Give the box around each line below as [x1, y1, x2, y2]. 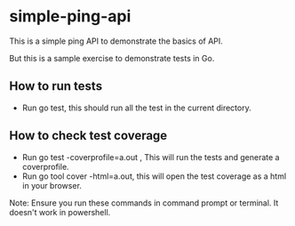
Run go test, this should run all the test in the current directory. [21, 102, 251, 113]
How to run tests [9, 78, 103, 94]
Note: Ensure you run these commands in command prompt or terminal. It [9, 198, 279, 208]
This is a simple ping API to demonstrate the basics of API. [9, 36, 224, 46]
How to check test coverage [9, 128, 168, 143]
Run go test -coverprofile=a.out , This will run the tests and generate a [21, 151, 280, 162]
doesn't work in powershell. [9, 206, 111, 217]
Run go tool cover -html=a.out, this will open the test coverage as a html [21, 171, 287, 182]
